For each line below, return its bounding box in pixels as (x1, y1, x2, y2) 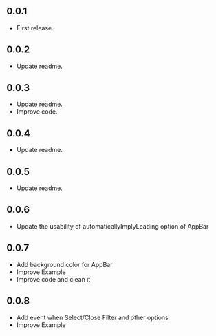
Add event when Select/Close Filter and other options (16, 313, 169, 322)
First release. (16, 23, 54, 32)
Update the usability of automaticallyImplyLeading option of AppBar (16, 222, 209, 230)
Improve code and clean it (16, 275, 91, 283)
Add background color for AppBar (16, 260, 113, 269)
